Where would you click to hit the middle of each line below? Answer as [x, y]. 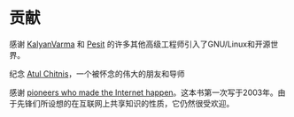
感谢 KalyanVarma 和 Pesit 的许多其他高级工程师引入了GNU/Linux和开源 [140, 44]
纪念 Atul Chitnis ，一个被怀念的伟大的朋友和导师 [97, 73]
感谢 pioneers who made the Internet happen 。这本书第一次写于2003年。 [143, 92]
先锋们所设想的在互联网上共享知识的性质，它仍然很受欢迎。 [125, 103]
